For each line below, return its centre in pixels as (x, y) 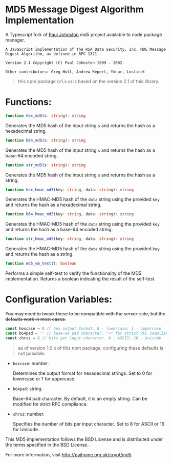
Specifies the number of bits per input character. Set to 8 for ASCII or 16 (89, 424)
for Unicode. (26, 429)
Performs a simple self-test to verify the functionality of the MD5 (73, 273)
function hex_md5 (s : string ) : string (46, 116)
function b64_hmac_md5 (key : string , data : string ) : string (70, 214)
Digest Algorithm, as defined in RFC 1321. (52, 54)
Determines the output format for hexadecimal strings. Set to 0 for (82, 373)
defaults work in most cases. (36, 319)
